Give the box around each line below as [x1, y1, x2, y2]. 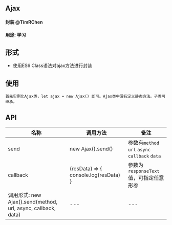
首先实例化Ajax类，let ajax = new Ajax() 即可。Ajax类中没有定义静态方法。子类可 [5, 94, 166, 99]
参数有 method [127, 139, 160, 146]
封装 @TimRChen [5, 19, 43, 25]
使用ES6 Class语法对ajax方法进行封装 [12, 62, 92, 69]
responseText [127, 168, 160, 174]
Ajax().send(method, [8, 198, 58, 206]
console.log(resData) [70, 171, 120, 178]
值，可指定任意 [127, 174, 164, 182]
